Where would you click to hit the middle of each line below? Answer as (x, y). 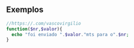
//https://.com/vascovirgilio (44, 23)
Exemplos (25, 10)
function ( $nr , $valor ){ (34, 29)
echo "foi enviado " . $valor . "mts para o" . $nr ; (70, 34)
